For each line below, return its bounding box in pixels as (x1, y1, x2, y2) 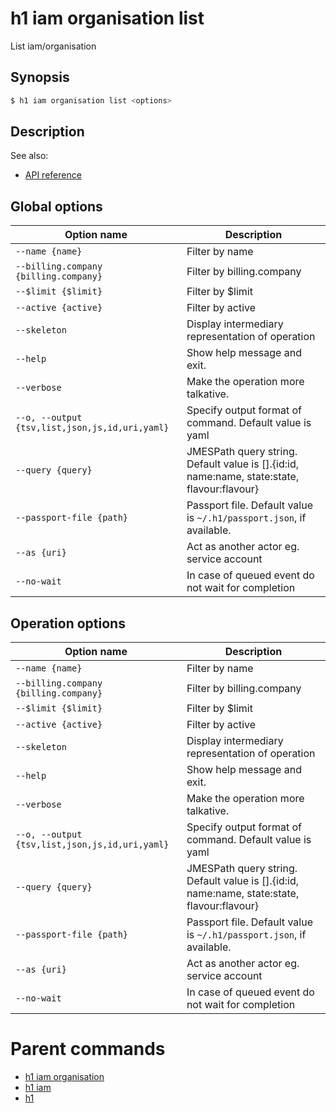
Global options (10, 198, 103, 215)
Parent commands (10, 1038, 166, 1061)
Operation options (10, 615, 126, 632)
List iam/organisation (10, 40, 97, 52)
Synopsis (10, 69, 70, 86)
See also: (10, 150, 49, 162)
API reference (24, 169, 82, 181)
